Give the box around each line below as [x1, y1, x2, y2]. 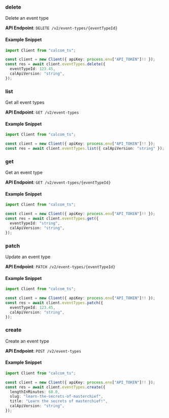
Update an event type [5, 254, 51, 260]
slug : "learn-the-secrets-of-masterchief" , [10, 394, 103, 399]
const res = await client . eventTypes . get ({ [5, 216, 99, 221]
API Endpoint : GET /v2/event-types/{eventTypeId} [5, 179, 111, 186]
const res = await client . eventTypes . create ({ [5, 385, 106, 390]
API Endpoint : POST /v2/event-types [5, 347, 82, 354]
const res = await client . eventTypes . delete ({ [5, 62, 106, 67]
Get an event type [5, 169, 43, 176]
